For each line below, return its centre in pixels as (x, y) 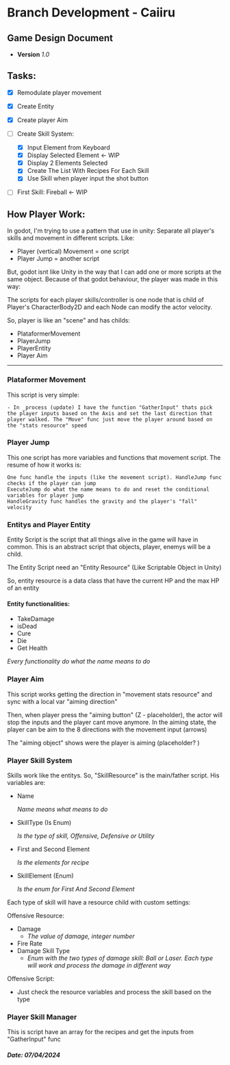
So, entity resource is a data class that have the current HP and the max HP (113, 581)
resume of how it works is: (44, 465)
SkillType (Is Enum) (44, 822)
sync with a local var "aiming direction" (62, 701)
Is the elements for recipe (53, 862)
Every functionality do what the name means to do (79, 662)
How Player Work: (46, 214)
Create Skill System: (45, 134)
